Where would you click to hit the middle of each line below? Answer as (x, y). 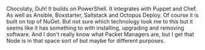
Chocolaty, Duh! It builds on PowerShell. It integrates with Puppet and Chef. (102, 9)
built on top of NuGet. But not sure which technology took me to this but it (100, 21)
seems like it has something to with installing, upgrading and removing (95, 28)
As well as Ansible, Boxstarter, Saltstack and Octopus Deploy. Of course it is (102, 15)
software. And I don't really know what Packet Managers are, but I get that (100, 34)
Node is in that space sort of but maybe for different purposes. (86, 41)
